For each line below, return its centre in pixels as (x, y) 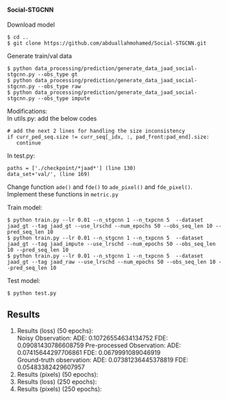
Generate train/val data (40, 56)
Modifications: (27, 111)
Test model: (24, 281)
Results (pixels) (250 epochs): (59, 389)
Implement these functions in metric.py (63, 195)
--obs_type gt (58, 75)
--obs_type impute (64, 99)
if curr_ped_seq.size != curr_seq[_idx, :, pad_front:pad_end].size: (109, 137)
